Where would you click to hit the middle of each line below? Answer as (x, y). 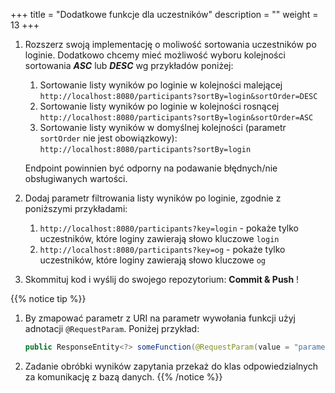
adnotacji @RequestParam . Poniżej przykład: (112, 328)
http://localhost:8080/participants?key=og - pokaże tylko (162, 249)
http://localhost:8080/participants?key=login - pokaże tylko (169, 228)
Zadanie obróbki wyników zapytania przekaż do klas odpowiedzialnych (171, 366)
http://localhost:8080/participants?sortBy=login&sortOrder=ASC (176, 118)
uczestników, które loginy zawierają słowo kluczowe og (153, 260)
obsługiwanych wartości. (76, 178)
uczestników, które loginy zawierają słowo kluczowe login (159, 238)
